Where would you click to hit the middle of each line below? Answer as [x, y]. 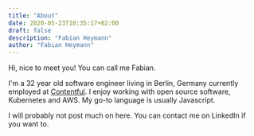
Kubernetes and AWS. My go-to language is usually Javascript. [112, 100]
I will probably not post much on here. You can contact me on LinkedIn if [127, 115]
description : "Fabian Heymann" [60, 38]
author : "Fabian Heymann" [51, 45]
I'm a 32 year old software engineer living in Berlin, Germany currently [123, 84]
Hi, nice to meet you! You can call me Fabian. [82, 68]
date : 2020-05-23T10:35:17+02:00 [64, 23]
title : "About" [33, 16]
